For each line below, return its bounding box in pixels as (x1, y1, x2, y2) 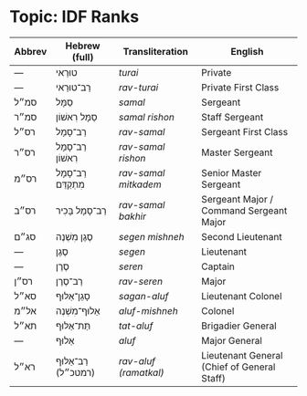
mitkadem (118, 178, 162, 191)
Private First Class (200, 80, 280, 93)
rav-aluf (118, 354, 156, 367)
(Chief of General (200, 360, 276, 373)
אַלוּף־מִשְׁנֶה (56, 304, 101, 317)
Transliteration (122, 45, 189, 57)
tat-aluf (118, 319, 153, 332)
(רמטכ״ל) (56, 366, 96, 379)
